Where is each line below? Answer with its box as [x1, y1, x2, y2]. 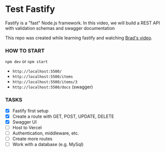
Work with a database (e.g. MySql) [12, 141, 84, 147]
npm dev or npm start [5, 59, 48, 65]
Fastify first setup [12, 108, 49, 114]
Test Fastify [5, 3, 55, 15]
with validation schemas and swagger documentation [5, 25, 115, 31]
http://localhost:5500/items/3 [12, 79, 78, 85]
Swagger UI [12, 119, 37, 125]
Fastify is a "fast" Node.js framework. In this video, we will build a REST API [5, 20, 161, 26]
